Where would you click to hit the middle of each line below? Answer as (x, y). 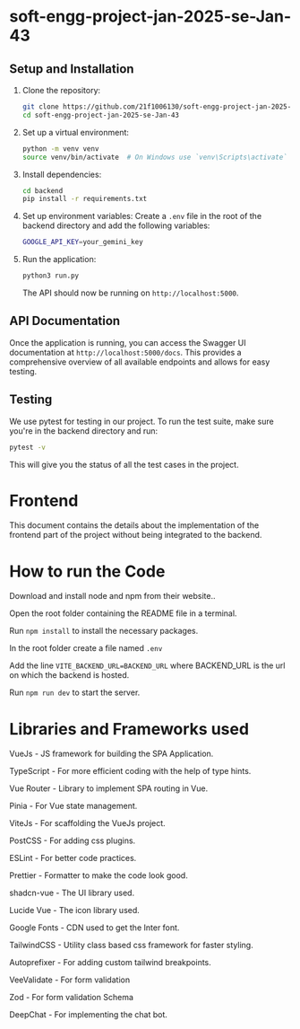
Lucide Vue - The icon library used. (75, 910)
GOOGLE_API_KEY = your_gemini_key (82, 242)
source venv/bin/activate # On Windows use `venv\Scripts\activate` (155, 157)
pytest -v (28, 447)
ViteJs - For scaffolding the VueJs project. (87, 823)
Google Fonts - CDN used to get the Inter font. (94, 928)
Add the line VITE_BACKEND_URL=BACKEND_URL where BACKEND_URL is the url (147, 665)
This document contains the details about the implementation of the (134, 525)
